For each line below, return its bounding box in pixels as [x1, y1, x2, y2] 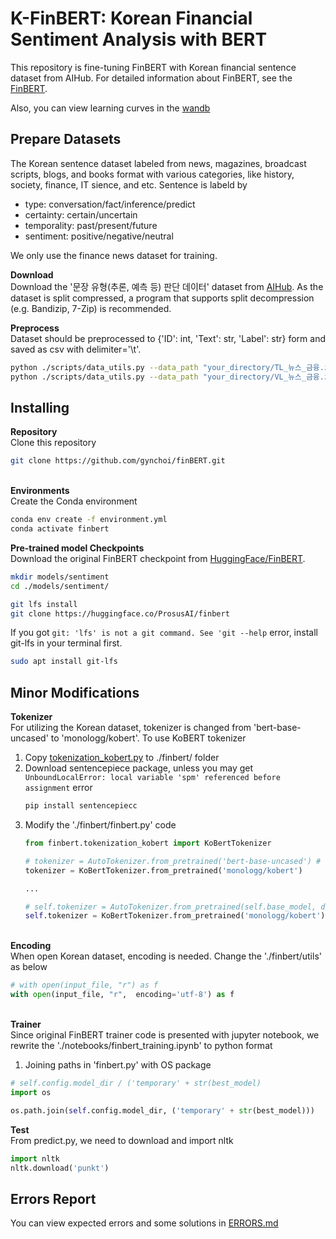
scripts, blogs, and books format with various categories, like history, [10, 168, 295, 180]
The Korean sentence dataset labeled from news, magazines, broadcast [10, 157, 307, 169]
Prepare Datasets [10, 131, 122, 148]
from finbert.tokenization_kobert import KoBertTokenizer [24, 838, 272, 848]
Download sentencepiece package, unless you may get [24, 762, 254, 774]
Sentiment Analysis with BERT [10, 28, 268, 51]
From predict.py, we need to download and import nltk [10, 1134, 234, 1146]
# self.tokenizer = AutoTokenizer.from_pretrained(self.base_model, [24, 902, 317, 912]
